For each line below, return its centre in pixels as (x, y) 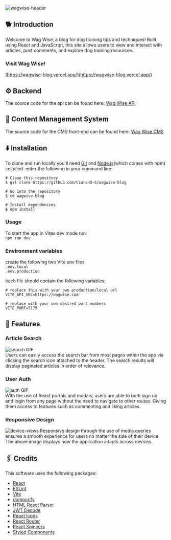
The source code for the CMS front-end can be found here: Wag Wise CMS (85, 131)
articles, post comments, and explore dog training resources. (69, 50)
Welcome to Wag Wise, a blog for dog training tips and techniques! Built (81, 39)
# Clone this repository (32, 178)
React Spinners (29, 527)
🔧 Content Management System (57, 119)
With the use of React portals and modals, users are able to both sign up (81, 396)
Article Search (23, 339)
